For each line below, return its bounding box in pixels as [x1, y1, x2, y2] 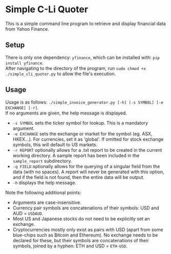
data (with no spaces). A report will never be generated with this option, [12, 169, 165, 175]
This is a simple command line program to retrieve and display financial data [5, 20, 166, 27]
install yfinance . [5, 60, 44, 66]
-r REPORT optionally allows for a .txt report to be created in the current [12, 147, 162, 153]
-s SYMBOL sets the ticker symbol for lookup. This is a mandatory [12, 120, 148, 126]
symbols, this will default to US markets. [12, 142, 98, 148]
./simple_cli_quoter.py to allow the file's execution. [5, 71, 116, 77]
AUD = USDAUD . [12, 210, 44, 216]
